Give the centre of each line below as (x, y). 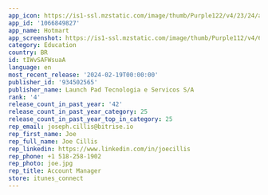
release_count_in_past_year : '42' (66, 104)
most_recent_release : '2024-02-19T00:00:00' (83, 75)
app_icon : (25, 16)
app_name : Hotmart (39, 30)
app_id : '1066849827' (44, 23)
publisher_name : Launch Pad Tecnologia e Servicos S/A (101, 90)
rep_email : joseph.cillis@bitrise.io (71, 127)
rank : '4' (25, 97)
